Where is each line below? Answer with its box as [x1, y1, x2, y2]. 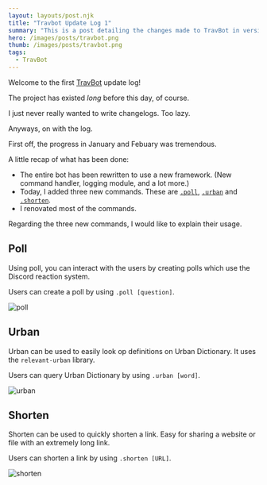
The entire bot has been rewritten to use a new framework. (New [19, 170, 232, 179]
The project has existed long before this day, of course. [8, 93, 190, 102]
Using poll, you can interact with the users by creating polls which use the [8, 263, 250, 272]
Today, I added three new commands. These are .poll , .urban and [19, 187, 238, 196]
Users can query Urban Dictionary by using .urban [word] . [8, 370, 201, 379]
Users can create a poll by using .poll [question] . [8, 287, 175, 296]
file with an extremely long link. [8, 438, 110, 448]
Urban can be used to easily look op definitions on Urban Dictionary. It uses [8, 346, 257, 356]
